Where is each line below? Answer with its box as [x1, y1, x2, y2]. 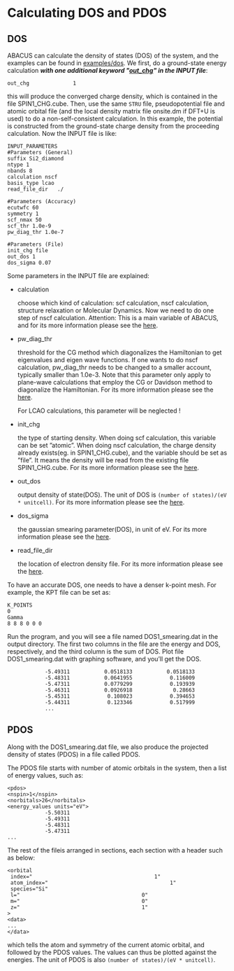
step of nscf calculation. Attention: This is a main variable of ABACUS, [17, 314, 219, 322]
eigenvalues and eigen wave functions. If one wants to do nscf [17, 356, 198, 364]
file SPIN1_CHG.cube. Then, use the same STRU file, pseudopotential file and [7, 99, 225, 108]
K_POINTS [7, 602, 33, 609]
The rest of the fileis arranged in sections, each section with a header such [7, 846, 224, 854]
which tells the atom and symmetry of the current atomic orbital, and [7, 940, 205, 949]
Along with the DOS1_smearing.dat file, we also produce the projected [7, 743, 209, 751]
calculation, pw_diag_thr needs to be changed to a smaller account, [17, 363, 212, 371]
